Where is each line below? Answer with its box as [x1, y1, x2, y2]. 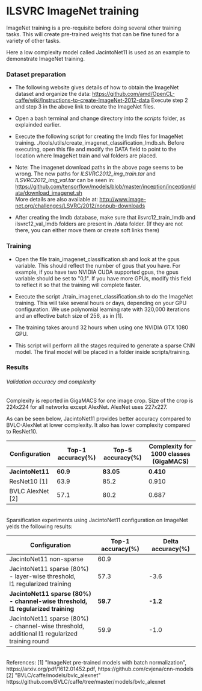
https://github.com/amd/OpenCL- [92, 90, 176, 98]
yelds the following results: [6, 523, 73, 530]
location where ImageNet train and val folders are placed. [14, 152, 158, 159]
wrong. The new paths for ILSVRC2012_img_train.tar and [14, 170, 156, 177]
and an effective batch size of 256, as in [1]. [14, 312, 123, 319]
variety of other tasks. [6, 37, 61, 44]
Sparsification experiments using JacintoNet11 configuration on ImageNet [6, 516, 188, 523]
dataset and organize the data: [14, 90, 91, 98]
